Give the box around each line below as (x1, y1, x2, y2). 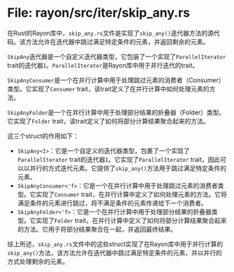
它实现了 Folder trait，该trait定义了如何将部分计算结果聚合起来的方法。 (7, 116, 210, 125)
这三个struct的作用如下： (7, 131, 80, 140)
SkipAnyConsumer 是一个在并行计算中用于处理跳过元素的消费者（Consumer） (7, 75, 225, 84)
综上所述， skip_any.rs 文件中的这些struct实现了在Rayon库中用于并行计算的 (7, 239, 224, 248)
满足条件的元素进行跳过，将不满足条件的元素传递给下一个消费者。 (17, 199, 207, 207)
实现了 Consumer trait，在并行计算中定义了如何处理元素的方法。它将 (36, 190, 227, 198)
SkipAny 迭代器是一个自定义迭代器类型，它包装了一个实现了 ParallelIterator (7, 52, 226, 61)
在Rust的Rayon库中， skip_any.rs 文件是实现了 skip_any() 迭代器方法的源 (7, 29, 214, 37)
